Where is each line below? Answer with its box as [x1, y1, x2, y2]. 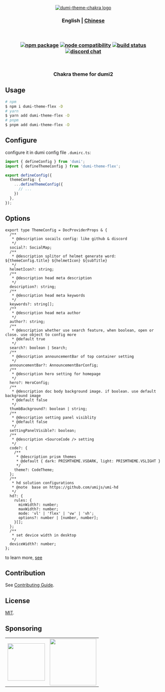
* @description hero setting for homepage [11, 371, 101, 376]
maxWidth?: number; [18, 506, 58, 512]
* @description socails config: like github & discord [11, 236, 127, 241]
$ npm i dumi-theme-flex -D [5, 104, 63, 109]
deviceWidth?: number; [9, 541, 56, 547]
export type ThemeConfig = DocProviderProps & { [5, 227, 108, 233]
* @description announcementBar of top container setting [11, 354, 134, 359]
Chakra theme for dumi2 [53, 70, 113, 77]
